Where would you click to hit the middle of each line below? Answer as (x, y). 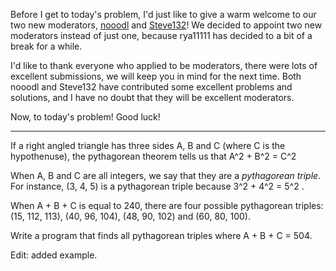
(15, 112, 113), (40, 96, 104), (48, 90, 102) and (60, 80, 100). (131, 216)
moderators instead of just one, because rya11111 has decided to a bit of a (161, 35)
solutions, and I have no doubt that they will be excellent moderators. (152, 97)
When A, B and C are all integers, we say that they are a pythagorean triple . (166, 175)
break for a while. (46, 46)
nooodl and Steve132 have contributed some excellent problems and (151, 87)
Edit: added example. (54, 255)
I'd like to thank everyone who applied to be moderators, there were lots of (164, 65)
